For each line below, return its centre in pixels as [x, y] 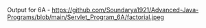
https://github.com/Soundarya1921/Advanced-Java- [125, 10]
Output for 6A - [29, 10]
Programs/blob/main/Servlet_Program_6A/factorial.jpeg [86, 17]
